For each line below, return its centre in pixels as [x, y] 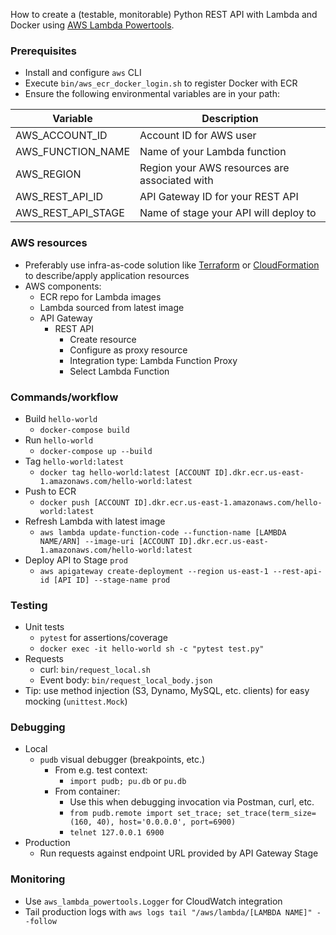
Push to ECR [50, 491]
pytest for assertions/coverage [103, 638]
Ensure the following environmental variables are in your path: [152, 94]
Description [230, 119]
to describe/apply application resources [107, 275]
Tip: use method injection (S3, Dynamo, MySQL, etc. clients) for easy [167, 691]
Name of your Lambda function [213, 152]
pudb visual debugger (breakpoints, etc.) [122, 760]
